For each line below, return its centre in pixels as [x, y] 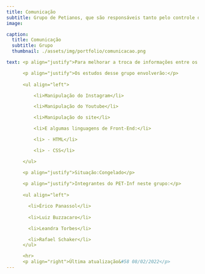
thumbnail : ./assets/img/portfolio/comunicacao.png [79, 51]
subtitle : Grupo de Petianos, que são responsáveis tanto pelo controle [101, 18]
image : [15, 23]
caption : [17, 34]
